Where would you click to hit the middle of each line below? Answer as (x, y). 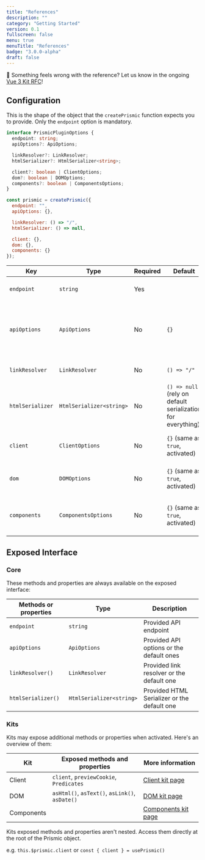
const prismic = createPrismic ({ (49, 200)
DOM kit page (163, 796)
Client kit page (164, 780)
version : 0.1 (23, 29)
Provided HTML (166, 690)
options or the (163, 647)
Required (147, 271)
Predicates (68, 784)
